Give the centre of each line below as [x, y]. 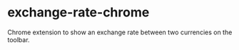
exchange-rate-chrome [78, 12]
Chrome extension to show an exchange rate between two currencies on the [120, 32]
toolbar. [19, 39]
